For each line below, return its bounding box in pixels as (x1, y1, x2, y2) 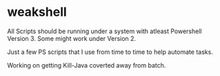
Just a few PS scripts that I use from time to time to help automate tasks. (7, 48, 214, 56)
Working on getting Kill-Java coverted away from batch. (7, 61, 166, 69)
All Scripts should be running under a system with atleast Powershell (7, 27, 202, 35)
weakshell (7, 4, 67, 20)
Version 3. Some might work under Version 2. (7, 34, 137, 42)
